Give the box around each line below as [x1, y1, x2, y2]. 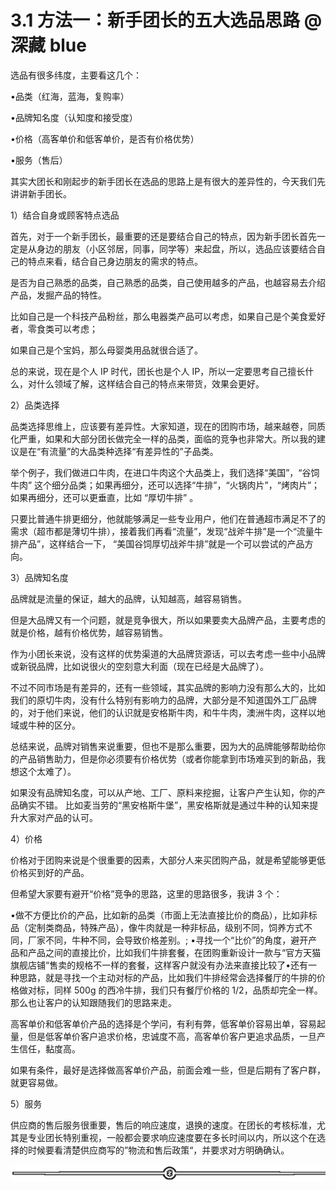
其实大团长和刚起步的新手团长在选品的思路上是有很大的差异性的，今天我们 [10, 175, 317, 187]
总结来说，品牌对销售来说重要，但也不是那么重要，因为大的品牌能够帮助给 [10, 740, 317, 752]
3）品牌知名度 [10, 571, 69, 583]
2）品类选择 [10, 399, 60, 411]
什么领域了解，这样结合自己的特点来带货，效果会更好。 [36, 377, 265, 390]
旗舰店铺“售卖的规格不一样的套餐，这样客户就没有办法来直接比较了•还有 [10, 959, 309, 971]
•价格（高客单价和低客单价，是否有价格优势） [10, 132, 200, 145]
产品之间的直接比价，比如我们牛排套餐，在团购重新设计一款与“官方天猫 [27, 946, 322, 958]
